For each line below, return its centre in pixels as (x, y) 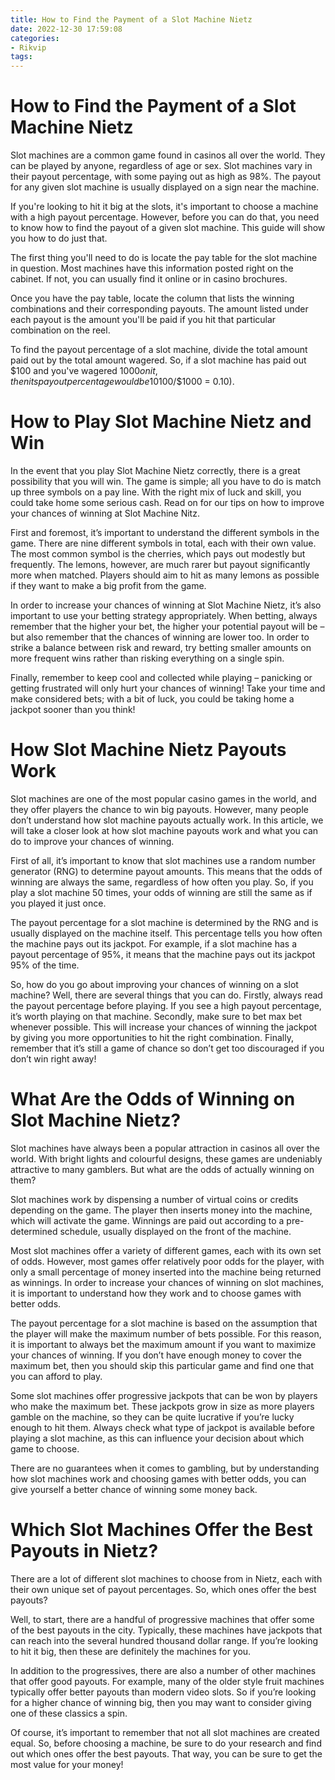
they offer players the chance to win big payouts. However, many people (159, 809)
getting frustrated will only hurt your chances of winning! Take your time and (168, 688)
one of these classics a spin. (69, 1713)
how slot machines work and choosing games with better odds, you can (158, 1478)
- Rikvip (28, 47)
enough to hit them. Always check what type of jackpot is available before (162, 1427)
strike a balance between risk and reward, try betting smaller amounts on (161, 647)
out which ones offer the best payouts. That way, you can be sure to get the (166, 1753)
